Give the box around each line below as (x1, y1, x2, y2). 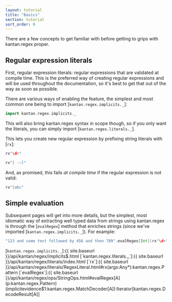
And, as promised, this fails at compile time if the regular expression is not (5, 169, 162, 175)
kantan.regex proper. (5, 41, 50, 48)
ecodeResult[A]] (5, 291, 40, 297)
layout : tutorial (5, 7, 42, 13)
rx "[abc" (5, 184, 24, 190)
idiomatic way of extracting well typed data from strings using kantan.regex (5, 218, 165, 224)
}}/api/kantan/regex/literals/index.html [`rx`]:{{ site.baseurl (5, 259, 128, 265)
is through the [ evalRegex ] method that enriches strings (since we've (5, 223, 150, 229)
